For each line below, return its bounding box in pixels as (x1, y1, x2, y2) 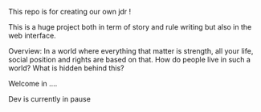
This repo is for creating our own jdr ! (8, 7, 132, 16)
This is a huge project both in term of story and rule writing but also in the (8, 22, 252, 31)
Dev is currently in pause (8, 94, 91, 103)
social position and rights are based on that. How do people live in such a (8, 55, 251, 64)
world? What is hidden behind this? (8, 63, 124, 73)
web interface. (8, 31, 56, 40)
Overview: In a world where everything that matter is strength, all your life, (8, 46, 254, 55)
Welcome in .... (8, 79, 58, 88)
